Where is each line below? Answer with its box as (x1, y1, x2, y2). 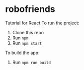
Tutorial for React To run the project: (5, 20, 80, 26)
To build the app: (5, 50, 40, 56)
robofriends (5, 3, 56, 15)
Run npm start (12, 40, 42, 46)
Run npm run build (12, 59, 51, 65)
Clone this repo (12, 29, 44, 35)
